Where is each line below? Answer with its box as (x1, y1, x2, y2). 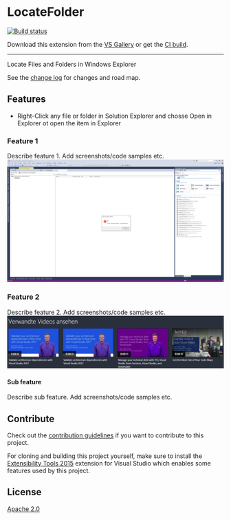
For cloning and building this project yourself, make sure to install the (7, 452, 203, 460)
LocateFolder (7, 4, 85, 20)
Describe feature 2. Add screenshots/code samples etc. (7, 308, 166, 316)
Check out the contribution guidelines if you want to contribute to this (7, 431, 204, 439)
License (7, 486, 42, 498)
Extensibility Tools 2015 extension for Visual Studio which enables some (7, 459, 211, 467)
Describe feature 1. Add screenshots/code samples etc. (7, 152, 165, 160)
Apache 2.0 (7, 504, 40, 513)
